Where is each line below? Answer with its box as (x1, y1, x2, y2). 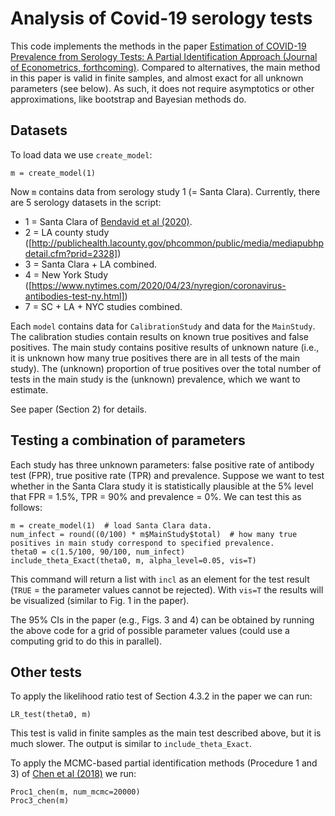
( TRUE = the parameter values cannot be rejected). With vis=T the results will (10, 583, 324, 596)
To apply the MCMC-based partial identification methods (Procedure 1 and (10, 757, 318, 769)
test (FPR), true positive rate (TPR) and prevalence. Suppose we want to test (10, 469, 325, 481)
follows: (10, 501, 43, 513)
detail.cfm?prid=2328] (24, 247, 118, 259)
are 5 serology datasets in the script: (10, 196, 162, 208)
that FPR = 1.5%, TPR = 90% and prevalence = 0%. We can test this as (10, 490, 302, 502)
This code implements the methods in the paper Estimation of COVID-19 (10, 40, 307, 52)
